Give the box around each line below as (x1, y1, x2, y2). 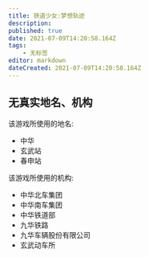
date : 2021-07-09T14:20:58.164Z (8, 34, 116, 43)
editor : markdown (8, 57, 66, 65)
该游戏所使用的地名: (8, 118, 74, 128)
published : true (8, 27, 62, 35)
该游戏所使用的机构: (8, 173, 74, 182)
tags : (8, 42, 26, 50)
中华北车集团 (19, 190, 62, 199)
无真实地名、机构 (8, 96, 93, 109)
